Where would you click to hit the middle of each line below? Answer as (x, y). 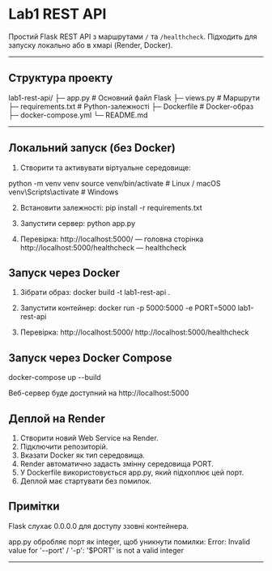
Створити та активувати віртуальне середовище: (106, 168)
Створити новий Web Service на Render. (89, 438)
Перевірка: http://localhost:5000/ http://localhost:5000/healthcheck (134, 332)
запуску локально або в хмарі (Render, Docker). (91, 45)
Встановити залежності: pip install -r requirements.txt (111, 207)
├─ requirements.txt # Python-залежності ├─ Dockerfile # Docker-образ (131, 106)
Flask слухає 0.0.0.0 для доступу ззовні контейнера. (98, 526)
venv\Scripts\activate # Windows (64, 192)
